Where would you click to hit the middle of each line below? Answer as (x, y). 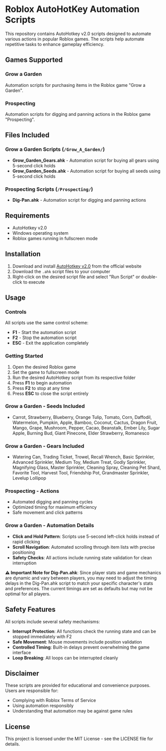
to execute (34, 282)
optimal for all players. (28, 594)
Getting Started (24, 356)
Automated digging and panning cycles (52, 502)
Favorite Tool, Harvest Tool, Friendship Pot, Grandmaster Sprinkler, (81, 473)
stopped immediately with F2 (42, 636)
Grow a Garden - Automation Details (50, 525)
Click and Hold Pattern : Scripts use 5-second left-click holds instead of (86, 536)
